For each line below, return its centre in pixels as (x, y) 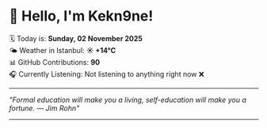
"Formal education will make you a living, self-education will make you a (128, 100)
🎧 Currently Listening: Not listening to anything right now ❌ (107, 73)
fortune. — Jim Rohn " (44, 108)
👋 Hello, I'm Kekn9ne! (81, 16)
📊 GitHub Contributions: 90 (55, 62)
